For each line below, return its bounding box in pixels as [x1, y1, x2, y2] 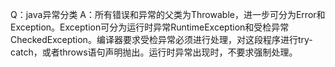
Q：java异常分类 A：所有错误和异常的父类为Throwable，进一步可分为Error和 [10, 9, 326, 20]
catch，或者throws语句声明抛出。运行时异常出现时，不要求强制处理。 [10, 46, 298, 58]
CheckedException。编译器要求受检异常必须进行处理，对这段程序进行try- [10, 34, 313, 45]
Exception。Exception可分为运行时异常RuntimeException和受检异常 [10, 21, 290, 33]
